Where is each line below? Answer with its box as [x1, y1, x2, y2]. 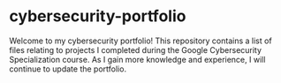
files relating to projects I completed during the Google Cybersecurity [9, 44, 262, 55]
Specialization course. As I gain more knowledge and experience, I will [9, 54, 266, 64]
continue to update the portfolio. [9, 64, 126, 74]
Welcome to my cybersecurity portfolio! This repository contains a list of [9, 35, 272, 46]
